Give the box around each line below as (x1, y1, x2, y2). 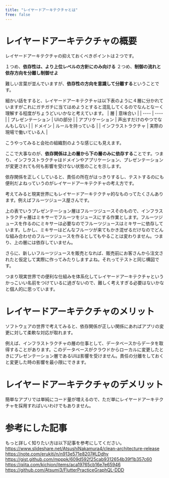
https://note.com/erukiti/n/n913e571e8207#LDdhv (5, 451, 109, 457)
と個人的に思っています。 (5, 286, 58, 292)
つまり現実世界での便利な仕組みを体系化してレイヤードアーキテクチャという (5, 273, 164, 280)
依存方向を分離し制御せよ (5, 70, 59, 76)
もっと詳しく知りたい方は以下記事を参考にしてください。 (5, 440, 125, 446)
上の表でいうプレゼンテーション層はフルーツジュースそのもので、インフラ (5, 208, 159, 214)
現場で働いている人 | (5, 129, 48, 135)
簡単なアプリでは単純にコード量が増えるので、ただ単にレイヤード (5, 396, 142, 402)
